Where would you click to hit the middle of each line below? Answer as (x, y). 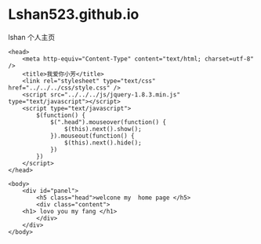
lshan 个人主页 (32, 37)
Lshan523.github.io (74, 15)
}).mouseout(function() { (92, 136)
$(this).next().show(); (103, 129)
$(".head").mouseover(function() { (108, 122)
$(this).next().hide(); (103, 143)
